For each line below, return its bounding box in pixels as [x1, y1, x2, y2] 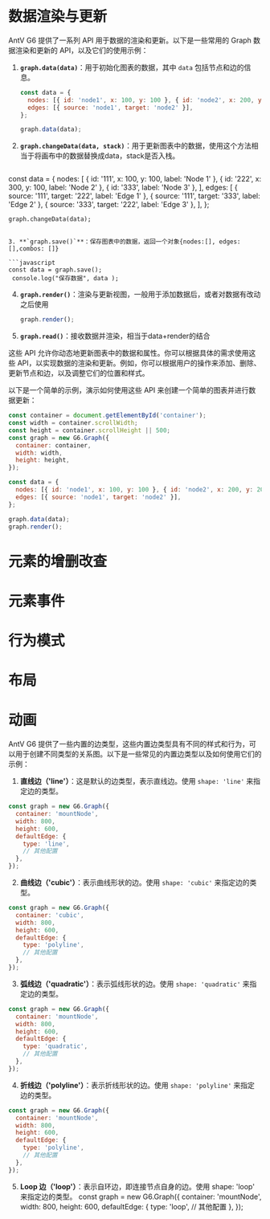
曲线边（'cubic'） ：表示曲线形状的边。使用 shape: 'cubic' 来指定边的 [19, 878, 250, 887]
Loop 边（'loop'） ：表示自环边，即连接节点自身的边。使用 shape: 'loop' [19, 1181, 256, 1191]
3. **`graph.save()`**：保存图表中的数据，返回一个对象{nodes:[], [8, 238, 216, 246]
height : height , [15, 456, 70, 464]
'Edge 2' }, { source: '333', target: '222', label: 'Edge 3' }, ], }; [8, 200, 210, 210]
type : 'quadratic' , [22, 1042, 88, 1050]
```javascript [8, 259, 56, 267]
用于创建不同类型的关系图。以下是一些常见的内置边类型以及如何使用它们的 [14, 749, 262, 759]
